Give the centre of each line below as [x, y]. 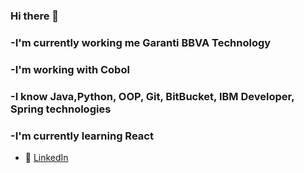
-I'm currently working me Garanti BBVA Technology [141, 42]
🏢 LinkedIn [46, 157]
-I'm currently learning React [82, 136]
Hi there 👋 [35, 16]
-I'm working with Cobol [70, 69]
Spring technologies [61, 109]
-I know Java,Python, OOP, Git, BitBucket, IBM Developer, [152, 96]
